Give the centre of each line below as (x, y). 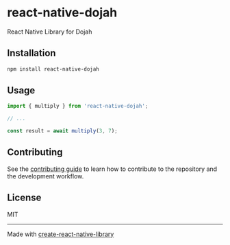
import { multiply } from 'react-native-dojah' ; (78, 106)
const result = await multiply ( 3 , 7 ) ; (62, 131)
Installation (31, 53)
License (24, 198)
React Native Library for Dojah (50, 32)
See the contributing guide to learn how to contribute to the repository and (112, 169)
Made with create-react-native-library (61, 234)
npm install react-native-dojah (53, 69)
